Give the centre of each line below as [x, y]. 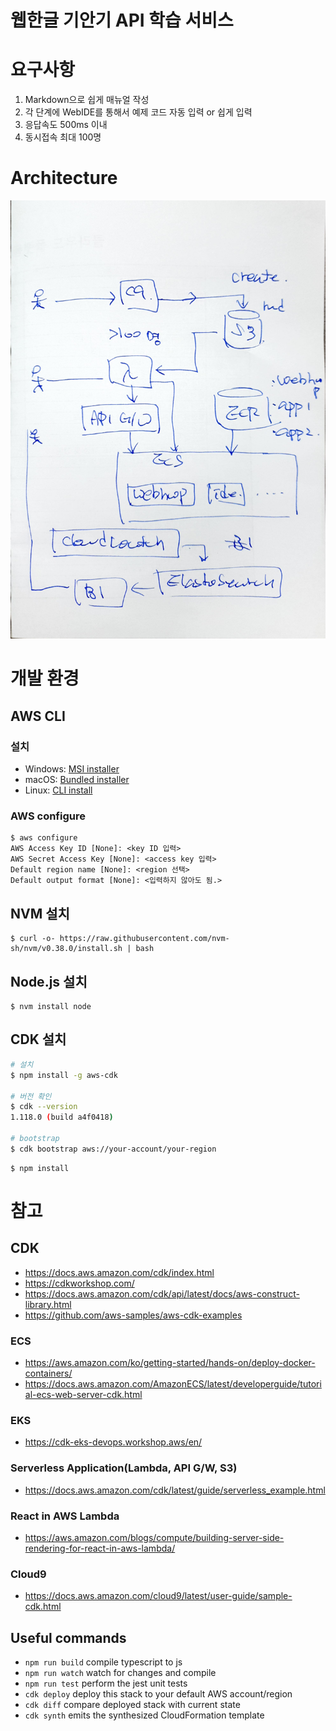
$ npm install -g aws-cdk [64, 1075]
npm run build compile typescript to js [103, 1662]
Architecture [64, 178]
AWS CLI [38, 716]
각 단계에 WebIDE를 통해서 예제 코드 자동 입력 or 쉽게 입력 [138, 112]
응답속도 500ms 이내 [66, 125]
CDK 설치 [38, 1039]
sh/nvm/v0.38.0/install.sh [66, 949]
